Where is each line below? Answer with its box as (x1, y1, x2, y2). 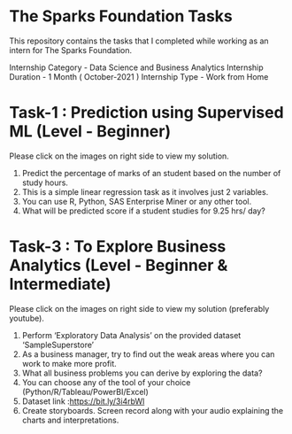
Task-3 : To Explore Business (9, 236, 227, 257)
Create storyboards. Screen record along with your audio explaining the (21, 405, 284, 415)
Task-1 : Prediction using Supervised (9, 103, 285, 123)
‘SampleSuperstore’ (21, 339, 95, 350)
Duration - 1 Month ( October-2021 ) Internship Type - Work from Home (9, 71, 269, 81)
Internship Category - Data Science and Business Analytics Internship (9, 62, 264, 73)
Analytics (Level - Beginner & (9, 255, 228, 275)
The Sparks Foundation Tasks (9, 6, 233, 27)
